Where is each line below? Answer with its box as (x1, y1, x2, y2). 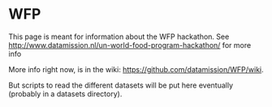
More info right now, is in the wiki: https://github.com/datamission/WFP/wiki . (8, 64, 264, 74)
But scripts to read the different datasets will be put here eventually (8, 80, 234, 90)
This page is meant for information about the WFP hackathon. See (8, 32, 230, 41)
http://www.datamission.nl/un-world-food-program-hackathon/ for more (8, 40, 252, 49)
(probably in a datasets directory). (8, 88, 123, 98)
